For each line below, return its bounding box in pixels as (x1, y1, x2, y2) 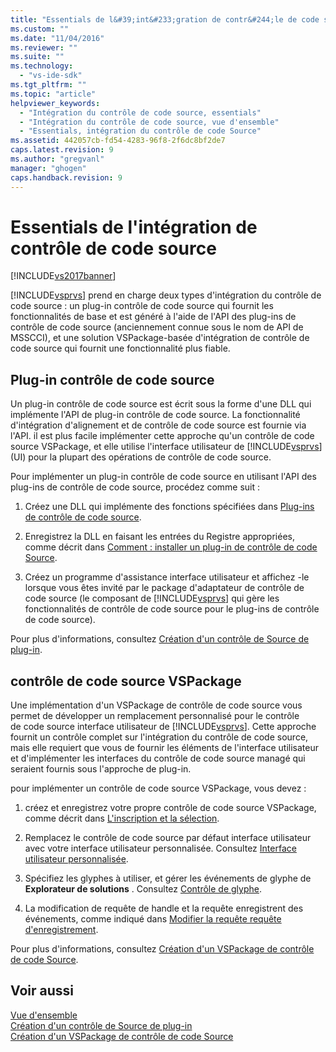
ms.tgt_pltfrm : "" (10, 80, 87, 90)
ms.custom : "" (10, 24, 70, 34)
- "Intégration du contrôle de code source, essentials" (19, 107, 262, 118)
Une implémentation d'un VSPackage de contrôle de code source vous (10, 699, 303, 711)
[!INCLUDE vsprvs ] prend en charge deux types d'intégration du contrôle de (10, 289, 322, 301)
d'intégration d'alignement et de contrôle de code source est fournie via (10, 419, 307, 431)
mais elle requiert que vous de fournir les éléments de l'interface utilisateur (10, 742, 319, 754)
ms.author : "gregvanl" (10, 154, 105, 164)
